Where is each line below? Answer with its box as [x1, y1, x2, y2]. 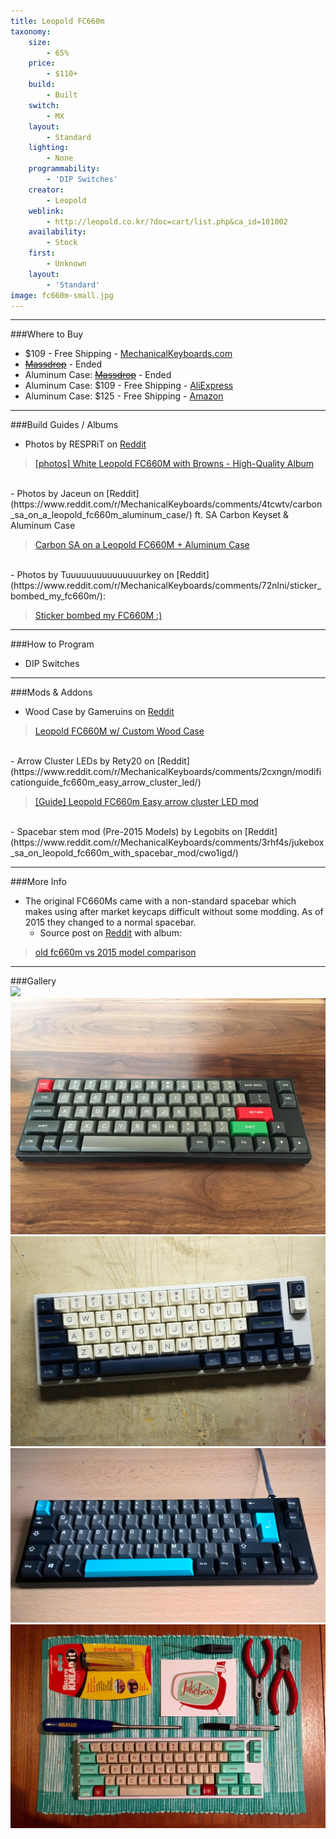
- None [46, 153, 74, 164]
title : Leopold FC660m [10, 16, 105, 26]
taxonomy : [10, 26, 52, 37]
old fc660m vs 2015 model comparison [34, 946, 197, 959]
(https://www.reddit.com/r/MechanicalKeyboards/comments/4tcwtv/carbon [10, 498, 323, 510]
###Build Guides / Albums [10, 419, 119, 431]
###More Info [10, 876, 67, 888]
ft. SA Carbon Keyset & [194, 509, 289, 521]
